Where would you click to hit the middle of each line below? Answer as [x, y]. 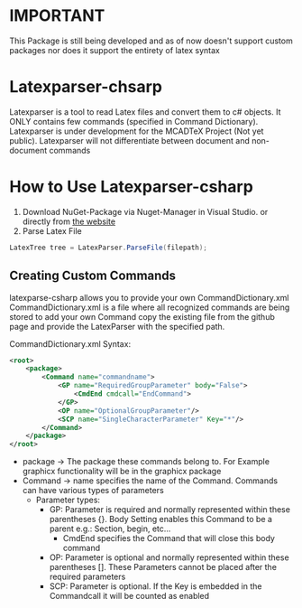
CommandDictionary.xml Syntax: [70, 343]
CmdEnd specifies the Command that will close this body [169, 538]
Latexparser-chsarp [86, 87]
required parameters [87, 577]
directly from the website [69, 221]
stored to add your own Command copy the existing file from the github [142, 316]
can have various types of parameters [93, 491]
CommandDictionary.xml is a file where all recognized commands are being [150, 307]
